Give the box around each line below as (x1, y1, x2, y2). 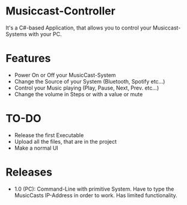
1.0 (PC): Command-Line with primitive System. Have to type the (14, 185, 174, 192)
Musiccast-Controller (5, 4, 115, 18)
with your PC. (28, 30, 62, 37)
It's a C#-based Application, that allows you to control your (5, 24, 152, 31)
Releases (5, 165, 52, 179)
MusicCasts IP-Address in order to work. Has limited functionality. (14, 191, 178, 199)
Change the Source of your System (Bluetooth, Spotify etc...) (14, 78, 165, 85)
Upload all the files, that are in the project (14, 138, 117, 145)
